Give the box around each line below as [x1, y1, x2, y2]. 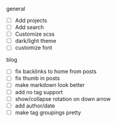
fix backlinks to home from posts [14, 68, 97, 75]
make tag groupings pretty [14, 109, 81, 116]
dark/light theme [14, 37, 57, 45]
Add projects [14, 17, 47, 24]
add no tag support [14, 88, 63, 95]
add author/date [14, 102, 55, 109]
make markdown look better [14, 82, 85, 89]
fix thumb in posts [14, 75, 60, 82]
